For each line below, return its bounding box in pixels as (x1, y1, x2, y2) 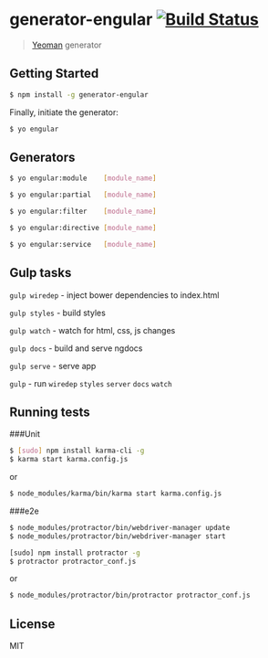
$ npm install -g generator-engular (9, 90, 149, 100)
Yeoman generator (31, 39, 102, 50)
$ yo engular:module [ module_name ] (9, 174, 157, 183)
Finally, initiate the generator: (9, 106, 119, 118)
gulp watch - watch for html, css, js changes (9, 324, 176, 335)
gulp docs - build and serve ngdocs (9, 343, 143, 354)
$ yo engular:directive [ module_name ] (9, 223, 157, 232)
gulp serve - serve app (9, 360, 97, 371)
